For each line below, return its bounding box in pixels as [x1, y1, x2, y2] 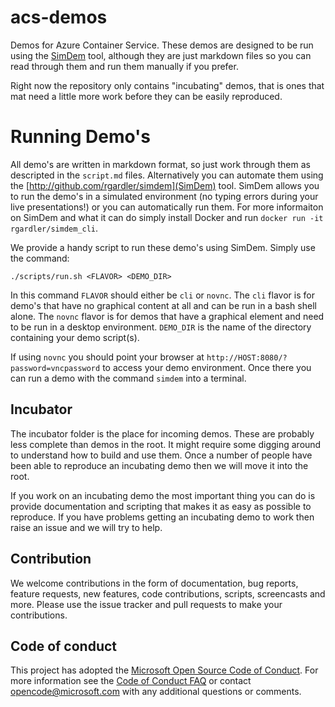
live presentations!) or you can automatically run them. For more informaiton [10, 201, 324, 213]
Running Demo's [10, 126, 152, 148]
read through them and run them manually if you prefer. [10, 60, 239, 72]
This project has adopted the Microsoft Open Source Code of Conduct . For [10, 664, 319, 676]
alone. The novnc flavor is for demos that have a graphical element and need [10, 310, 325, 322]
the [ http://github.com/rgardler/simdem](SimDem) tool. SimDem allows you [10, 179, 320, 191]
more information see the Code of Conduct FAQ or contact [10, 675, 252, 687]
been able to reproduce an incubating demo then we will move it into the [10, 459, 309, 471]
